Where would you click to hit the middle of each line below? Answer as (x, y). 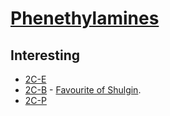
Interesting (45, 55)
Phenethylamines (85, 18)
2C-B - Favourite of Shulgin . (83, 90)
